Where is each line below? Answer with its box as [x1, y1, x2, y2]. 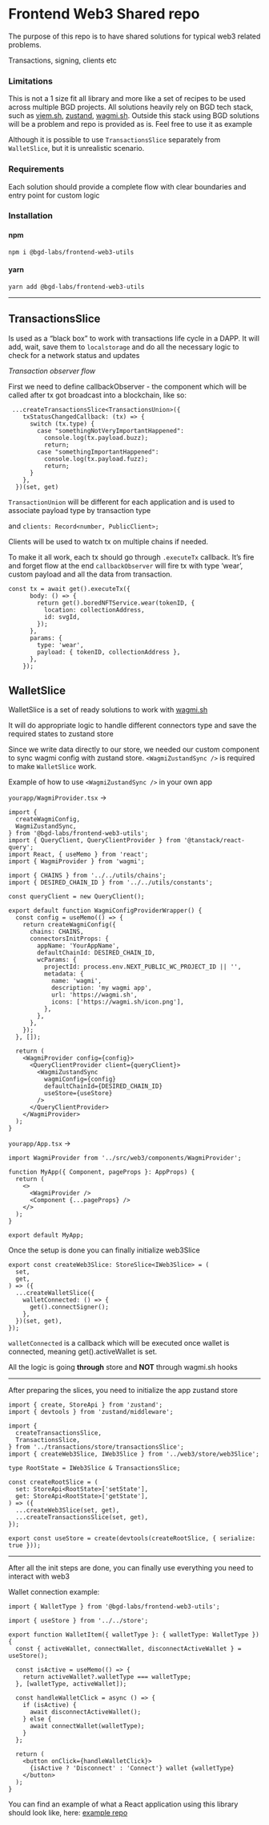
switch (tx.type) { [29, 419, 94, 428]
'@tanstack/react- [183, 837, 246, 845]
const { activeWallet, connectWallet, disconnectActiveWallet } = [15, 1645, 242, 1653]
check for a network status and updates [8, 350, 140, 360]
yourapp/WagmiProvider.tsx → [8, 792, 107, 803]
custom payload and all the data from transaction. [8, 569, 173, 579]
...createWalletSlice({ [15, 1289, 94, 1297]
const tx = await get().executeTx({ [8, 585, 130, 593]
